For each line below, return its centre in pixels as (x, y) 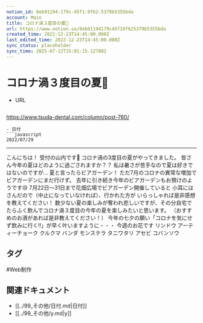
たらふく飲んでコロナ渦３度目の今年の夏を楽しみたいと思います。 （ (91, 210)
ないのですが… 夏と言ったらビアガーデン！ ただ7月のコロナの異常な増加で (104, 172)
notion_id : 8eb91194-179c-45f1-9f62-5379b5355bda (70, 12)
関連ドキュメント (38, 290)
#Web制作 (19, 269)
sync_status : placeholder (39, 46)
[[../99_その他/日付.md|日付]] (51, 306)
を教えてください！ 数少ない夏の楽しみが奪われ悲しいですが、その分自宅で (99, 202)
